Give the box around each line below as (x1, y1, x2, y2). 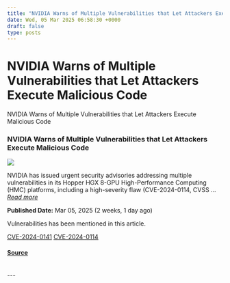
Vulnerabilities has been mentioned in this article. (7, 219, 146, 228)
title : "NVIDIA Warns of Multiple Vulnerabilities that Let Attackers (7, 10, 213, 17)
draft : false (7, 23, 44, 29)
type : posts (7, 29, 41, 36)
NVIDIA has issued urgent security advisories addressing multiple (7, 172, 192, 180)
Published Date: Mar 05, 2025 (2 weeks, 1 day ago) (7, 206, 153, 215)
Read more (7, 193, 38, 202)
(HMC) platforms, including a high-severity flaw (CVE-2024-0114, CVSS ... (7, 186, 217, 194)
